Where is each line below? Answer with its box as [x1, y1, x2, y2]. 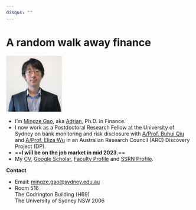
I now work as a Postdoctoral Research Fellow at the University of [14, 124, 175, 131]
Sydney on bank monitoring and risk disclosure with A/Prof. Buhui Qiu [14, 130, 185, 137]
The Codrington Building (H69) [14, 191, 90, 198]
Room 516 [14, 185, 40, 192]
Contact [6, 167, 27, 174]
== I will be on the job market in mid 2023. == [14, 149, 126, 156]
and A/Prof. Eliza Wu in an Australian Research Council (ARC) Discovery [14, 137, 190, 144]
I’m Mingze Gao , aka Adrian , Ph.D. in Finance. [14, 118, 126, 125]
